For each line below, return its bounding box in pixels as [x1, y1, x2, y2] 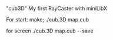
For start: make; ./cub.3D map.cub [6, 16, 89, 23]
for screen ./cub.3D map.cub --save [6, 27, 94, 34]
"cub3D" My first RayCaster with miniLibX [6, 5, 108, 12]
